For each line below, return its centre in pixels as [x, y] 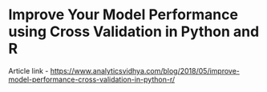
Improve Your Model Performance [123, 15]
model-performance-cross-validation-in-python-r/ [91, 79]
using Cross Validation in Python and [134, 32]
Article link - [28, 70]
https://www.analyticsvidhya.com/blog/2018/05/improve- [145, 70]
